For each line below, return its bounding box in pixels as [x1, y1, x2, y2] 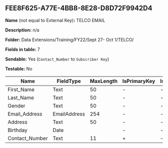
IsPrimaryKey [122, 77, 155, 84]
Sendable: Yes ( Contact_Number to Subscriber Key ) [5, 56, 109, 62]
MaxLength [89, 77, 117, 84]
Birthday [7, 126, 27, 133]
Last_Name [7, 94, 34, 101]
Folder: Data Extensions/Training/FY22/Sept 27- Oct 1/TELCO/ [5, 36, 134, 42]
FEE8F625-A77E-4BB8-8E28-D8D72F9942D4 [5, 4, 152, 12]
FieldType [56, 77, 81, 84]
